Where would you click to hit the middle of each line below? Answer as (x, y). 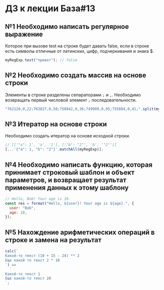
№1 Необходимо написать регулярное (67, 27)
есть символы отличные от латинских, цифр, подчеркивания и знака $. (80, 51)
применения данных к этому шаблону (67, 188)
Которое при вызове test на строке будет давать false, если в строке (77, 46)
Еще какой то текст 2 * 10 (32, 260)
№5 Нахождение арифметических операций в (80, 232)
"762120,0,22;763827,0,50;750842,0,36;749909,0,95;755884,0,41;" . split (79, 109)
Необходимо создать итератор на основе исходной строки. (68, 136)
